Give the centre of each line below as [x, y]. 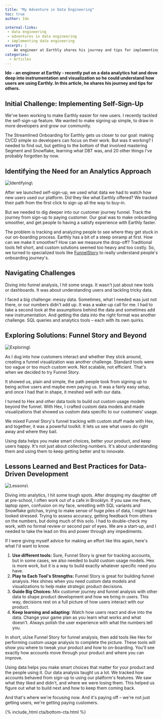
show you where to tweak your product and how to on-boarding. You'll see [80, 647]
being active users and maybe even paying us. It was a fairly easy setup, [78, 387]
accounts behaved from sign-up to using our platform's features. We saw [78, 678]
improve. [14, 658]
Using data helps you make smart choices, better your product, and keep [78, 441]
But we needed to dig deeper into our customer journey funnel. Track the [78, 212]
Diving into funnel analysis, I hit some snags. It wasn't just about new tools [79, 285]
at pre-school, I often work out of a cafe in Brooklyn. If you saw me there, [78, 500]
